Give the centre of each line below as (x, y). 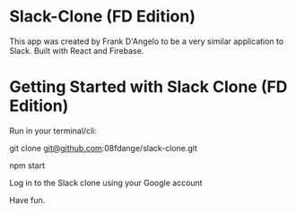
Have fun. (27, 200)
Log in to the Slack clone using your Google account (106, 183)
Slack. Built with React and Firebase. (77, 50)
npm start (27, 165)
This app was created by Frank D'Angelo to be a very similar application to (147, 41)
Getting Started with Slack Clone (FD (148, 87)
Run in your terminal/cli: (53, 131)
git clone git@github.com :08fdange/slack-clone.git (103, 148)
